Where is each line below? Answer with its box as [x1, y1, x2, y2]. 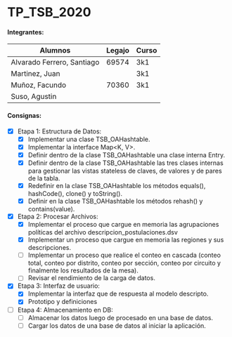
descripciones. [27, 244, 72, 252]
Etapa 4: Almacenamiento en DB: [17, 305, 114, 314]
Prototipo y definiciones [27, 298, 98, 306]
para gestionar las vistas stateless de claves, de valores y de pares [27, 166, 223, 175]
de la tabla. [27, 173, 60, 183]
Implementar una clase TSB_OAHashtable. [27, 135, 150, 143]
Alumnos [39, 46, 71, 55]
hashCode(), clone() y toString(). [27, 189, 123, 197]
